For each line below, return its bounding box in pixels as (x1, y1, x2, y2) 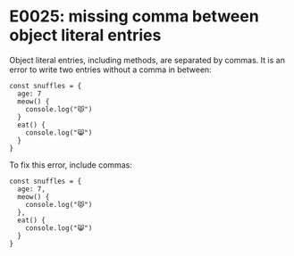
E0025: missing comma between (9, 6, 259, 27)
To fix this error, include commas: (9, 159, 132, 170)
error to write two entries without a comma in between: (9, 64, 212, 75)
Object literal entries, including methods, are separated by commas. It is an (9, 54, 286, 65)
